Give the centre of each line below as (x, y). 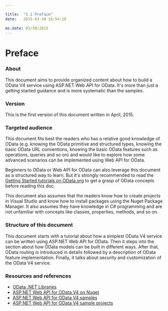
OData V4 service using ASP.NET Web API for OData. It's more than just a (82, 85)
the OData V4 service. (28, 263)
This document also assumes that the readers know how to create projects (83, 196)
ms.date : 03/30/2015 (27, 28)
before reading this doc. (30, 186)
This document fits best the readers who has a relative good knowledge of (83, 139)
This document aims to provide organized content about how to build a (79, 80)
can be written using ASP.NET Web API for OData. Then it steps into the (80, 241)
